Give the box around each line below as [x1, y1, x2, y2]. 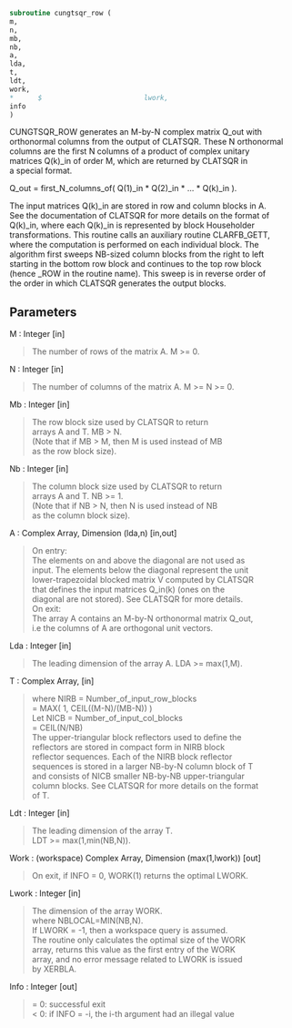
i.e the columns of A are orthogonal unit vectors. [31, 623, 214, 634]
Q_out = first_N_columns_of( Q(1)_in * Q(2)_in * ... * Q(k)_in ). [9, 183, 237, 194]
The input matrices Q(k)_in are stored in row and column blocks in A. [9, 200, 267, 211]
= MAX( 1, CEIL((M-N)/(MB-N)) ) [31, 703, 153, 714]
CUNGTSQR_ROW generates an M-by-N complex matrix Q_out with [9, 127, 262, 137]
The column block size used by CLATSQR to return [31, 481, 223, 492]
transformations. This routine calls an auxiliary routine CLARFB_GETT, [9, 229, 271, 240]
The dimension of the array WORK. [31, 906, 163, 917]
